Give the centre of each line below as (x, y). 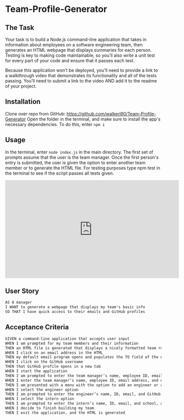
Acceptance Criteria (37, 327)
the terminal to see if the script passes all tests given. (60, 173)
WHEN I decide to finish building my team (50, 408)
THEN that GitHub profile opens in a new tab (53, 367)
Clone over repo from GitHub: (35, 113)
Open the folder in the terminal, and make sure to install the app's (94, 119)
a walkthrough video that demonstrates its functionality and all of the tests (81, 75)
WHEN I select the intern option (40, 399)
